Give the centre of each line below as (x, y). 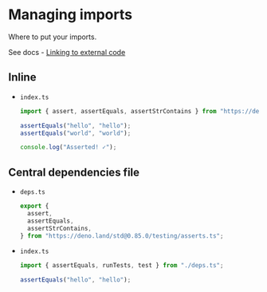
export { (34, 206)
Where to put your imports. (53, 37)
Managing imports (71, 15)
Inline (22, 77)
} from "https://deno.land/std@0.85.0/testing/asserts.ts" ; (122, 236)
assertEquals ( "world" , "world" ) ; (75, 133)
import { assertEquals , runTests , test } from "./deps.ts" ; (122, 266)
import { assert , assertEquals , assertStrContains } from (118, 111)
